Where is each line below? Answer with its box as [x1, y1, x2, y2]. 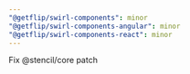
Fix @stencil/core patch [8, 55, 98, 66]
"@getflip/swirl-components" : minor [8, 13, 148, 23]
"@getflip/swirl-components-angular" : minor [8, 22, 181, 31]
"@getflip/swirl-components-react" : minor [8, 30, 173, 39]
